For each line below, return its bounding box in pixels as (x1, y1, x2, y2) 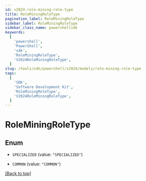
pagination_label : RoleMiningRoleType (5, 16, 84, 21)
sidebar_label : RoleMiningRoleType (5, 21, 78, 26)
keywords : (5, 30, 25, 35)
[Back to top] (5, 171, 31, 177)
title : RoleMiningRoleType (5, 12, 60, 17)
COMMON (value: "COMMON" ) (12, 161, 61, 167)
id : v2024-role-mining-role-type (5, 7, 73, 12)
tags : (5, 71, 16, 76)
